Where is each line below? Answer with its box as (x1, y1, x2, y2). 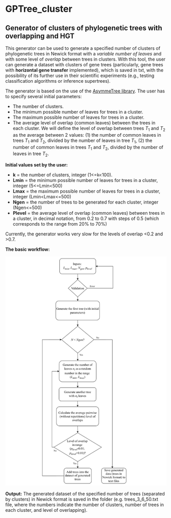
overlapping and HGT (5, 31, 75, 40)
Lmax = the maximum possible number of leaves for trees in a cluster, (12, 188, 160, 194)
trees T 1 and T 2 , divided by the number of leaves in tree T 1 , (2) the (12, 137, 153, 144)
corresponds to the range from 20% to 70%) (12, 221, 108, 227)
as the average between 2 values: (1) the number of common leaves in (12, 132, 161, 138)
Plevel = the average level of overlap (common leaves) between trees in (12, 210, 165, 216)
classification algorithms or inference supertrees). (5, 78, 111, 84)
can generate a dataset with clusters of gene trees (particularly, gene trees (5, 62, 163, 67)
